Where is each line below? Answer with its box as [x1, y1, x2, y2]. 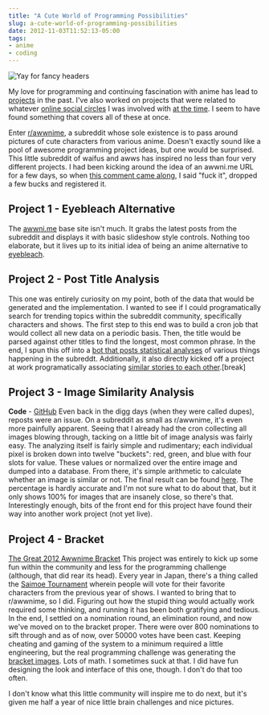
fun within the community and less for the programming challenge [8, 562, 227, 572]
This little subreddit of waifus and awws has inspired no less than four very [8, 153, 257, 163]
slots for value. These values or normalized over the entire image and [8, 458, 238, 468]
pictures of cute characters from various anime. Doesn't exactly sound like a [8, 137, 261, 145]
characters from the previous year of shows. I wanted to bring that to [8, 588, 237, 598]
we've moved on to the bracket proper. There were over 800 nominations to [8, 622, 259, 631]
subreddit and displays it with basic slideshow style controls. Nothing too [8, 232, 251, 242]
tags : [8, 34, 26, 43]
